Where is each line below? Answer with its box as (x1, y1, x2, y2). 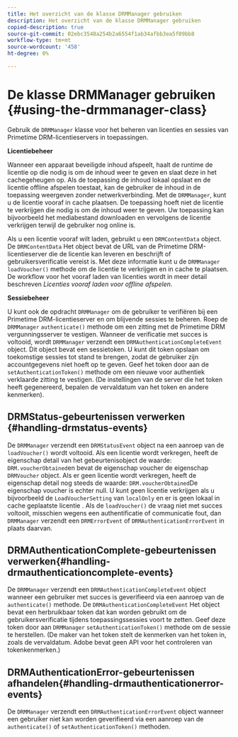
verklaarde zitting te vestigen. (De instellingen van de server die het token (7, 375, 223, 383)
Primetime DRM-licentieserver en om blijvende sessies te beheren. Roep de (7, 315, 228, 323)
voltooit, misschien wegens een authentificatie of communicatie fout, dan (7, 508, 222, 517)
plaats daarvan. (7, 523, 53, 533)
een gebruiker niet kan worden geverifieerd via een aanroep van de (7, 715, 204, 724)
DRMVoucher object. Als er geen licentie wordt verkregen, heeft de (7, 471, 197, 479)
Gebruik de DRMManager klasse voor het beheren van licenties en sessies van (7, 125, 229, 133)
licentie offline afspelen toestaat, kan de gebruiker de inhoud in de (7, 182, 201, 192)
